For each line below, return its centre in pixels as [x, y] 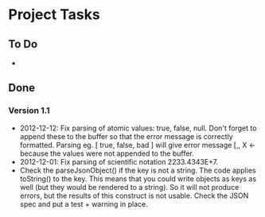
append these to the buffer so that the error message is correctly [126, 136]
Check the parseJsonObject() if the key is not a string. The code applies [138, 170]
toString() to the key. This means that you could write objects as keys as [138, 178]
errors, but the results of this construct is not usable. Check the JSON [134, 196]
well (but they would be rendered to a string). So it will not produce [129, 187]
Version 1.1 [29, 110]
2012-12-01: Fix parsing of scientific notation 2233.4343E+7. [119, 161]
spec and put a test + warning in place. [84, 203]
